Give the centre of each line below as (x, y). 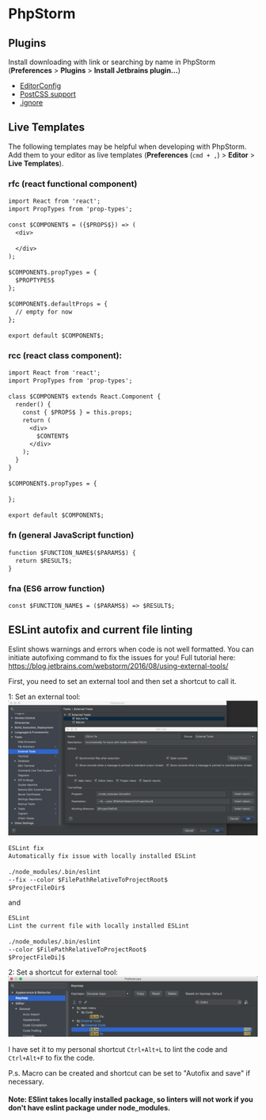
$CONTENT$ (53, 436)
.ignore (31, 103)
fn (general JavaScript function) (71, 535)
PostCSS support (48, 94)
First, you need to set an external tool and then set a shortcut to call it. (122, 681)
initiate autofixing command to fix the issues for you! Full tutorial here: (122, 657)
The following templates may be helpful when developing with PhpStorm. (127, 146)
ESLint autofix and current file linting (101, 630)
